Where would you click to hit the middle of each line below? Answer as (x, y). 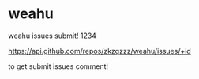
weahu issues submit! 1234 (53, 36)
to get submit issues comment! (58, 66)
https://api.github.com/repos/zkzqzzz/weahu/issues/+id (99, 51)
